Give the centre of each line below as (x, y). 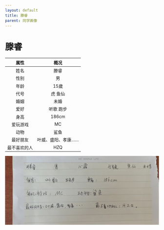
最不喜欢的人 (20, 147)
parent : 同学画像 (21, 20)
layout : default (21, 10)
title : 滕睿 (16, 15)
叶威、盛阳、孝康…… (58, 140)
